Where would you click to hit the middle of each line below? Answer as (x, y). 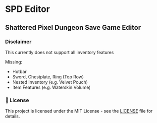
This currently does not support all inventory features (59, 52)
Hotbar (20, 71)
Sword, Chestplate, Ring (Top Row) (48, 77)
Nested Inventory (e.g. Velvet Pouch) (50, 82)
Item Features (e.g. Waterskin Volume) (51, 87)
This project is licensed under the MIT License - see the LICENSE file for (79, 111)
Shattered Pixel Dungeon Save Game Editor (73, 28)
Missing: (14, 62)
